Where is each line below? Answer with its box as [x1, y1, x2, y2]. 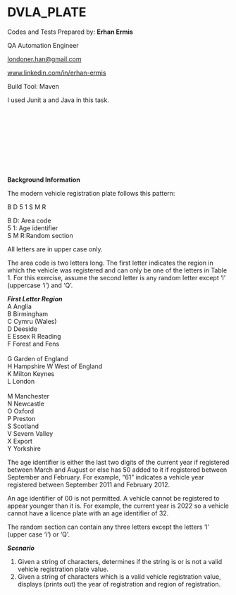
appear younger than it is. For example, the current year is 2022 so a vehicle [7, 501, 229, 510]
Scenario [7, 544, 35, 552]
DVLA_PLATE [7, 4, 87, 20]
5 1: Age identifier [7, 223, 58, 232]
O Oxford [7, 406, 35, 415]
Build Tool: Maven [7, 82, 60, 90]
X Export [7, 437, 33, 445]
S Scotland [7, 422, 39, 430]
